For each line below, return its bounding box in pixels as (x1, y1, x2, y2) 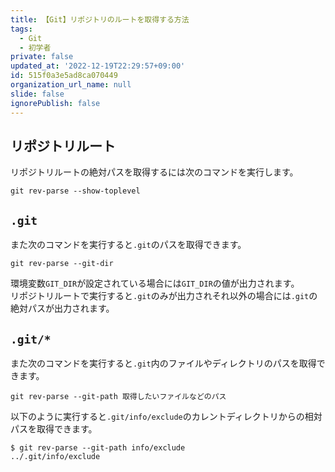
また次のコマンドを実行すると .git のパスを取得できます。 (10, 239, 247, 251)
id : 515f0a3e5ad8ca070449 (10, 71, 118, 81)
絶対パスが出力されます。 (10, 302, 115, 315)
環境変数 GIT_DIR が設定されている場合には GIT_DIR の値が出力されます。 (10, 277, 300, 290)
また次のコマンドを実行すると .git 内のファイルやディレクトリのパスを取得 (10, 357, 317, 369)
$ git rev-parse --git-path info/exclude (10, 442, 186, 453)
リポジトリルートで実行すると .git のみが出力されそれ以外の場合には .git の (10, 290, 318, 302)
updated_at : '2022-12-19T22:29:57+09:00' (10, 61, 186, 71)
